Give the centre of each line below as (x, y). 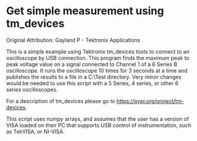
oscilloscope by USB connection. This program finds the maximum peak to (98, 58)
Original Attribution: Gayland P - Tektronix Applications (73, 40)
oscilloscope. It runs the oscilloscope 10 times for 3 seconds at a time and (97, 70)
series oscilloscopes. (32, 89)
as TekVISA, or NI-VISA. (35, 131)
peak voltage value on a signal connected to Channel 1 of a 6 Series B (92, 64)
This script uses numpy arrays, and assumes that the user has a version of (98, 119)
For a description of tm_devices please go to (61, 101)
